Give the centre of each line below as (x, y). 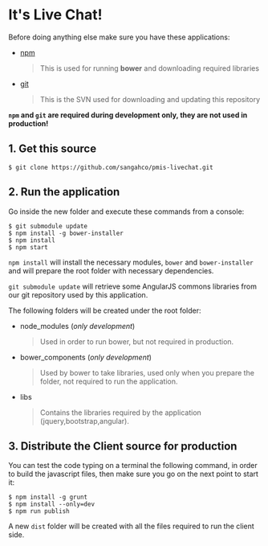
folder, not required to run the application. (109, 381)
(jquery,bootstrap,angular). (85, 421)
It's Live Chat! (55, 15)
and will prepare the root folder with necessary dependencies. (111, 270)
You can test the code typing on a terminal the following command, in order (133, 466)
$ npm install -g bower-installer (66, 233)
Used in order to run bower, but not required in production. (137, 341)
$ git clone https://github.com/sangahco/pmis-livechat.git (111, 167)
